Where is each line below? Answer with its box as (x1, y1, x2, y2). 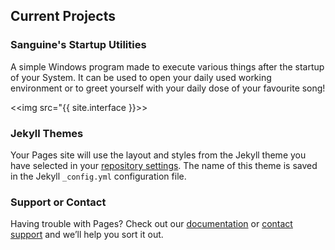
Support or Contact (10, 195, 107, 209)
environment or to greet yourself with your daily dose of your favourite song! (10, 82, 326, 94)
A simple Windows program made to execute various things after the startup (10, 60, 325, 73)
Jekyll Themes (10, 126, 84, 140)
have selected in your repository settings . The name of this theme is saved (10, 159, 318, 171)
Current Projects (10, 8, 116, 25)
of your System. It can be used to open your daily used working (10, 71, 272, 83)
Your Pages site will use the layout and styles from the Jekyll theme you (10, 149, 307, 161)
